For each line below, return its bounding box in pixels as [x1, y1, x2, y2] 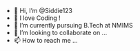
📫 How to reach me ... [13, 37, 78, 44]
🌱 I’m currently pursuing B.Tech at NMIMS [13, 21, 133, 29]
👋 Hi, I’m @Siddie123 [13, 7, 73, 14]
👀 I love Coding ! [13, 14, 61, 22]
